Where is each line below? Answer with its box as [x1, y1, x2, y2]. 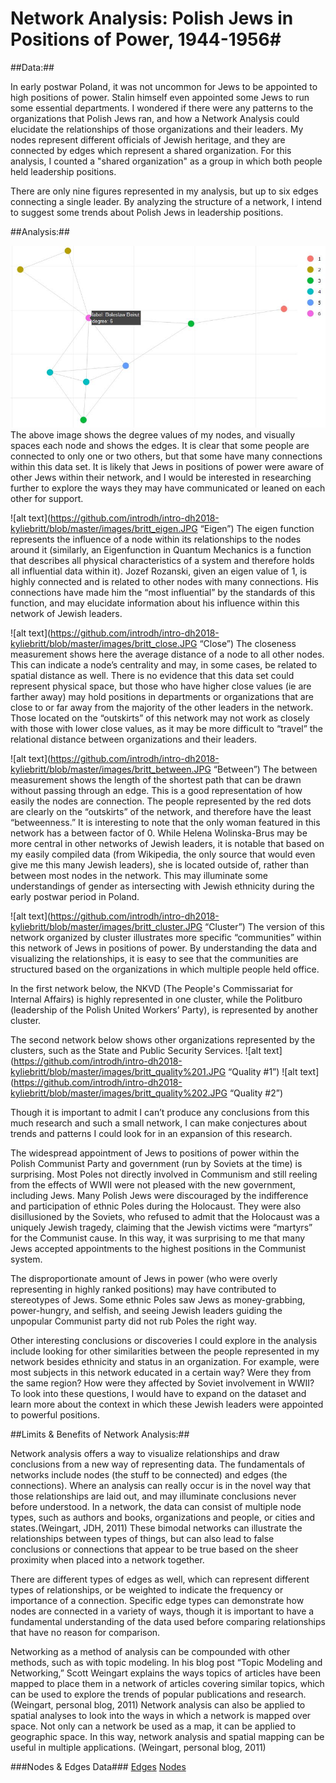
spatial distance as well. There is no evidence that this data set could [10, 669, 295, 681]
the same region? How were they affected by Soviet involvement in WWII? [10, 1377, 315, 1389]
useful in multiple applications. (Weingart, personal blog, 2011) [10, 1741, 267, 1753]
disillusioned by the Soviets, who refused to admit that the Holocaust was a [10, 1210, 320, 1222]
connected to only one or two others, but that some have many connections [10, 450, 323, 462]
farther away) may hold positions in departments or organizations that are [10, 690, 314, 702]
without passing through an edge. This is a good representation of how [10, 784, 303, 796]
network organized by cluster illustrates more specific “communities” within [10, 931, 322, 943]
